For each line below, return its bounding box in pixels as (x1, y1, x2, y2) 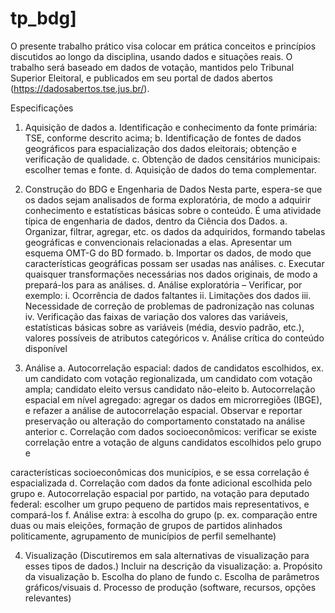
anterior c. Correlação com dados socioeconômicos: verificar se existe (24, 425, 318, 437)
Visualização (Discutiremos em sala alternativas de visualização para (24, 549, 310, 561)
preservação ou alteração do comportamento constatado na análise (24, 415, 306, 427)
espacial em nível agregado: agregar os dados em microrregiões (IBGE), (24, 393, 323, 406)
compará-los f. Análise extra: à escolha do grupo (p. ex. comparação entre (10, 508, 318, 521)
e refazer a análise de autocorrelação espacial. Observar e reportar (24, 404, 303, 416)
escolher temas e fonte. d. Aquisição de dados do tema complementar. (24, 163, 317, 176)
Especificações (10, 102, 74, 114)
